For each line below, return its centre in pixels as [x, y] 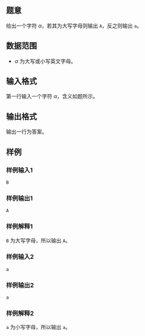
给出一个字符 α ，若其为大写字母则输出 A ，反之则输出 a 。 [74, 26]
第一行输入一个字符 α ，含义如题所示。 [52, 96]
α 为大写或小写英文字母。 [45, 61]
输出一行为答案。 [27, 132]
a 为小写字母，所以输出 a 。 [39, 327]
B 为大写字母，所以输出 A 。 [39, 240]
